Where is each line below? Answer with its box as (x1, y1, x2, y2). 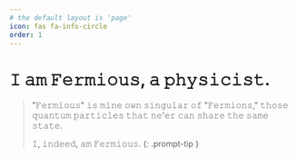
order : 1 (9, 30, 43, 39)
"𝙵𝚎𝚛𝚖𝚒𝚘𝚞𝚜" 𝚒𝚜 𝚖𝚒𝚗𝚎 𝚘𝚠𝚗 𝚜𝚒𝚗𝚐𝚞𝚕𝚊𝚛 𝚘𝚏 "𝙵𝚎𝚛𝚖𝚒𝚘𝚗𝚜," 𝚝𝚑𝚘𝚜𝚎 (31, 100, 289, 111)
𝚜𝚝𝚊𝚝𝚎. (31, 120, 64, 132)
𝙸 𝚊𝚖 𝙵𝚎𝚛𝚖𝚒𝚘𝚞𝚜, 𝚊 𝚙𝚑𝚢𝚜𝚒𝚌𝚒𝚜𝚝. (9, 69, 271, 90)
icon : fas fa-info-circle (9, 22, 107, 31)
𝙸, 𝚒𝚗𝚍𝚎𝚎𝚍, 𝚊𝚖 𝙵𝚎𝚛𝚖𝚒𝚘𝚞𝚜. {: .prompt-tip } (31, 138, 200, 150)
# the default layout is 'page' (9, 13, 132, 23)
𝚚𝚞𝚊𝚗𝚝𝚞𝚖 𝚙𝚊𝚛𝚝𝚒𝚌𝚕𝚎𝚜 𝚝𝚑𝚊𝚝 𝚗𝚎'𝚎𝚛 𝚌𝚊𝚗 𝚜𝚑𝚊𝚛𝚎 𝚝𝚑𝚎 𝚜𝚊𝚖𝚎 (31, 110, 270, 121)
